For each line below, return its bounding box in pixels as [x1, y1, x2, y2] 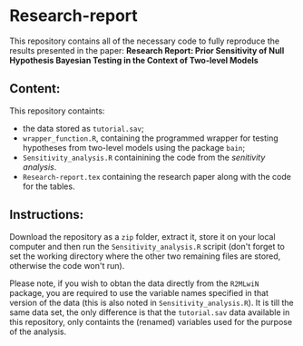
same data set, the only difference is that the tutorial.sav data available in [9, 306, 290, 318]
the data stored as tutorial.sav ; [22, 123, 144, 133]
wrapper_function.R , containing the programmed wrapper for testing [22, 133, 279, 143]
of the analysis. [9, 326, 66, 337]
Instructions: [9, 207, 84, 222]
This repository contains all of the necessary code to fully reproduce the [9, 35, 279, 46]
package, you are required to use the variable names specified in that [9, 287, 269, 298]
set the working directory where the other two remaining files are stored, [9, 251, 281, 262]
